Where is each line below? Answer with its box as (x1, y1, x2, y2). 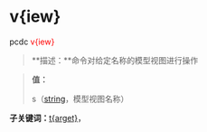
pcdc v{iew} (9, 36, 55, 47)
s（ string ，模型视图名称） (31, 93, 129, 104)
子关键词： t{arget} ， (9, 112, 86, 123)
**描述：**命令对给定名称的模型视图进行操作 (31, 54, 199, 65)
